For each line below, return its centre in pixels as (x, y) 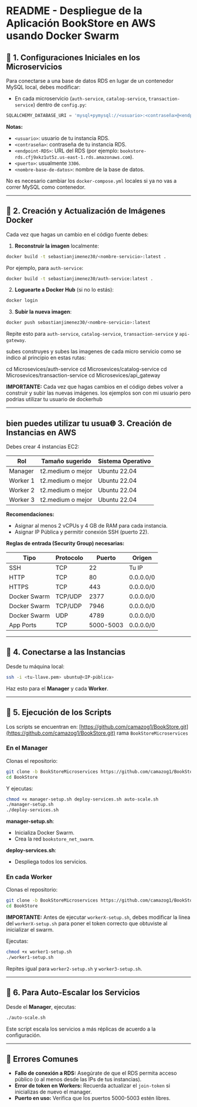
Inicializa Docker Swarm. (45, 833)
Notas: (15, 126)
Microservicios (34, 67)
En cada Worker (29, 877)
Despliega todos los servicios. (51, 862)
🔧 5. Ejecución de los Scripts (59, 713)
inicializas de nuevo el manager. (53, 1092)
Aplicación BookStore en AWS (81, 23)
